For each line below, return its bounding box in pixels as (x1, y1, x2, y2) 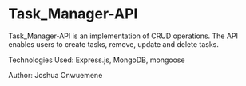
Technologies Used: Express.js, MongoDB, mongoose (8, 55, 185, 64)
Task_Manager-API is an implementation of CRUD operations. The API (8, 31, 238, 41)
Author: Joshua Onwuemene (8, 70, 103, 80)
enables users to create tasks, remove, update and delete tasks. (8, 39, 220, 49)
